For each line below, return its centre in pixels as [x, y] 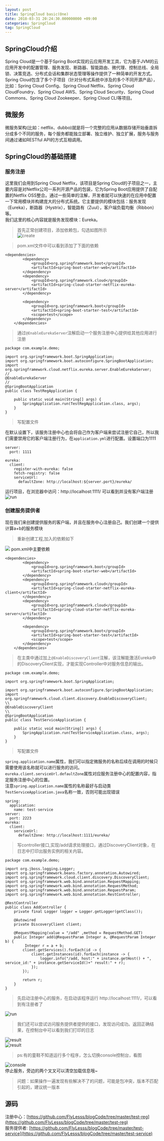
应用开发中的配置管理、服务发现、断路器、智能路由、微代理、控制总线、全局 [82, 67]
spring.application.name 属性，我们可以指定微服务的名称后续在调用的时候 [79, 761]
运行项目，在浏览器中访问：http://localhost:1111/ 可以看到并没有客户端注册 [79, 491]
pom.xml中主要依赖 [31, 549]
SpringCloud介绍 [31, 49]
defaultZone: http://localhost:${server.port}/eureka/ [75, 482]
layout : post [18, 10]
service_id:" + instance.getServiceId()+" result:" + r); [65, 963]
